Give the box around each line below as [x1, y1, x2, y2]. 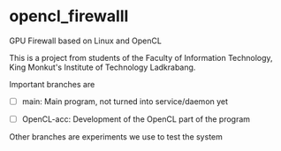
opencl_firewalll [9, 6, 129, 26]
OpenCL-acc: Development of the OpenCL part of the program [21, 114, 250, 125]
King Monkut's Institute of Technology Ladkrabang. [9, 62, 196, 72]
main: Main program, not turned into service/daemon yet [21, 95, 228, 107]
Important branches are [9, 79, 95, 89]
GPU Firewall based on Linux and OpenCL [9, 35, 162, 46]
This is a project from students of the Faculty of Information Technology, [9, 52, 273, 63]
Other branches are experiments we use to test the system [9, 132, 223, 142]
